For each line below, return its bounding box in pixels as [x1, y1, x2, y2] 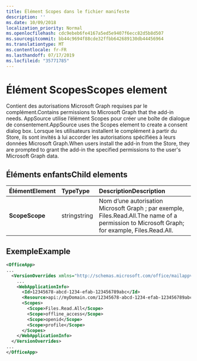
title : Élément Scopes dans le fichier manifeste [6, 8, 130, 15]
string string [61, 212, 94, 220]
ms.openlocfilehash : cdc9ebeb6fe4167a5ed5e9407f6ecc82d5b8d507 [6, 31, 164, 36]
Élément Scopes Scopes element [6, 83, 168, 96]
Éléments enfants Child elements [6, 169, 128, 179]
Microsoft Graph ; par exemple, [98, 204, 185, 212]
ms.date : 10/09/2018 [6, 19, 57, 25]
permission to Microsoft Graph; [98, 219, 185, 227]
